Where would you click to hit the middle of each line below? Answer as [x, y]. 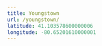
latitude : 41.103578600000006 [50, 26]
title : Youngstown [33, 13]
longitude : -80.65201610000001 [52, 32]
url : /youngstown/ [33, 20]
